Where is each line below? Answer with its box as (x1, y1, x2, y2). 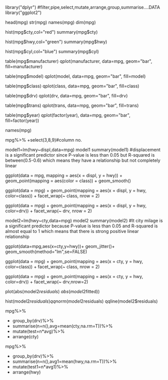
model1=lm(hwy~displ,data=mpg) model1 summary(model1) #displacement (5, 147, 160, 153)
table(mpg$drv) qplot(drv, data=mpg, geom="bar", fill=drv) (5, 93, 128, 98)
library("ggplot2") (5, 10, 42, 16)
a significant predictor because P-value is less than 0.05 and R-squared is (5, 223, 158, 229)
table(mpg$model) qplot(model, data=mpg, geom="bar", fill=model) (5, 73, 146, 79)
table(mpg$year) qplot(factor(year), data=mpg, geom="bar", (5, 112, 131, 118)
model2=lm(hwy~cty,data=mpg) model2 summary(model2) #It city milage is (5, 218, 163, 223)
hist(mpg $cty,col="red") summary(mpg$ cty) (5, 29, 98, 35)
